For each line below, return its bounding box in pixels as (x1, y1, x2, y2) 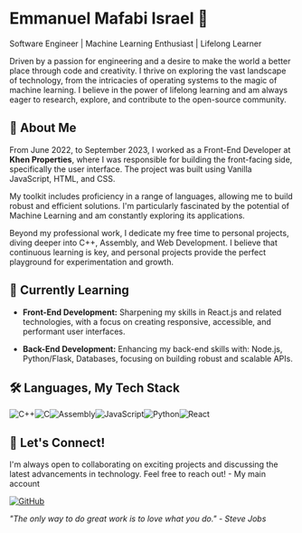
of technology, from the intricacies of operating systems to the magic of (9, 74, 278, 85)
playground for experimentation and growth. (9, 256, 175, 267)
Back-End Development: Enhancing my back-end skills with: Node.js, (22, 343, 283, 354)
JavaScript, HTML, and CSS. (9, 173, 116, 184)
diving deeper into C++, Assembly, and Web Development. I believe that (9, 237, 278, 248)
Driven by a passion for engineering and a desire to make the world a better (9, 55, 291, 66)
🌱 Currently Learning (9, 282, 129, 298)
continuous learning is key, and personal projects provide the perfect (9, 246, 267, 257)
